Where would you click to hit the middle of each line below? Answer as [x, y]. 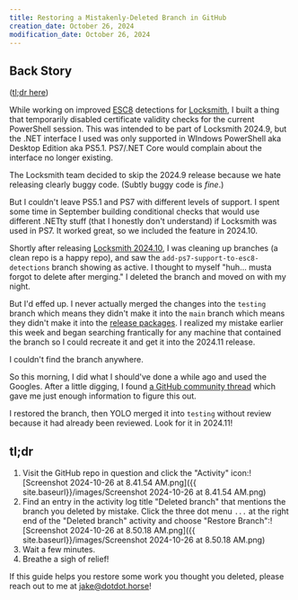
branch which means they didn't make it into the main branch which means [147, 313]
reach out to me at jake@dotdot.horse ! [80, 586]
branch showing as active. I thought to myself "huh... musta [162, 267]
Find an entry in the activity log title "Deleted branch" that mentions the [154, 501]
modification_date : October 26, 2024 [80, 34]
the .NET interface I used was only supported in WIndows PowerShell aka [145, 139]
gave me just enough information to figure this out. [103, 396]
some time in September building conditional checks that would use [135, 211]
